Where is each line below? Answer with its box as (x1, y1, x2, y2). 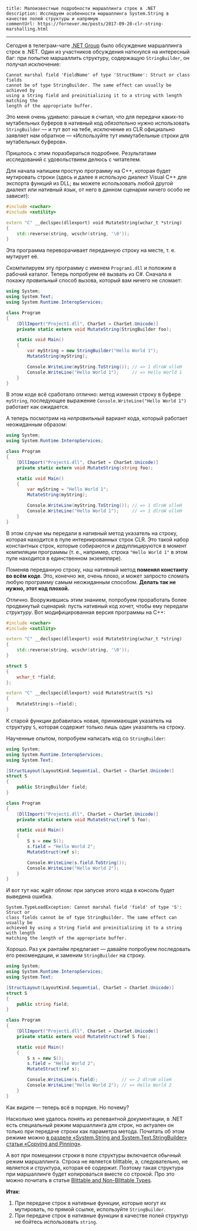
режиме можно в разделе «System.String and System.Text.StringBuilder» (6, 1134, 188, 1141)
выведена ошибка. (6, 893, 53, 900)
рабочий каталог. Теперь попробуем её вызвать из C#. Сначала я (6, 271, 172, 278)
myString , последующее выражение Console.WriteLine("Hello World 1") (6, 397, 186, 404)
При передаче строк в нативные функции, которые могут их (14, 1199, 167, 1206)
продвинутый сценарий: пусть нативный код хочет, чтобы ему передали (6, 602, 189, 609)
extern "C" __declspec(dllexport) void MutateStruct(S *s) (6, 690, 154, 696)
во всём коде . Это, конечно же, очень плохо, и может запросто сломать (6, 572, 189, 579)
